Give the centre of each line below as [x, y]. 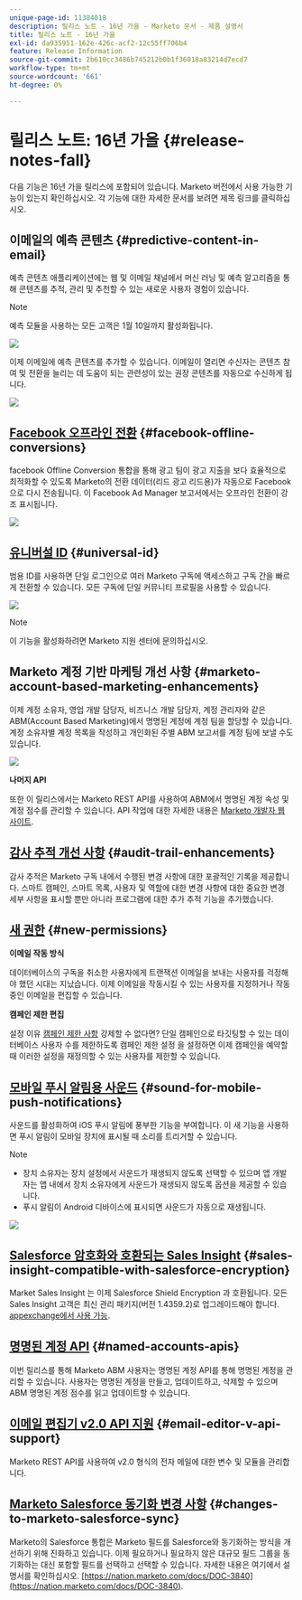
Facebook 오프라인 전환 [73, 433]
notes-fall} [50, 160]
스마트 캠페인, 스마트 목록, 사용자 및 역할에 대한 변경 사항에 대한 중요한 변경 [153, 888]
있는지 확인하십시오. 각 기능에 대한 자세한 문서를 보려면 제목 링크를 [142, 198]
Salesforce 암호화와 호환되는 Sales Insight [125, 1255]
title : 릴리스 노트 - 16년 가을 [62, 34]
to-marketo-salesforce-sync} [95, 1519]
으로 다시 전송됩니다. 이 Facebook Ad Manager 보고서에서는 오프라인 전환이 [144, 493]
